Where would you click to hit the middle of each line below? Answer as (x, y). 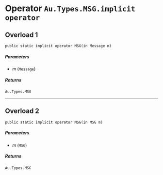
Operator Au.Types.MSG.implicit (70, 8)
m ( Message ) (24, 69)
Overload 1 (22, 35)
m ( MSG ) (19, 145)
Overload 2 (22, 111)
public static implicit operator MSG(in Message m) (58, 46)
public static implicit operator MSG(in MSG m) (54, 122)
